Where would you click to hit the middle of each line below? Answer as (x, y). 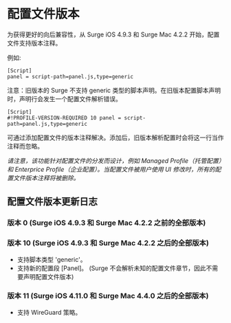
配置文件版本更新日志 (52, 202)
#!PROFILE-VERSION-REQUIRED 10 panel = (64, 118)
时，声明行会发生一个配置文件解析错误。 (64, 99)
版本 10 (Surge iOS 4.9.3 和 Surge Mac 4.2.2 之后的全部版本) (108, 243)
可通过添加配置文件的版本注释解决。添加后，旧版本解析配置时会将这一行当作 (115, 137)
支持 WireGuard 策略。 (49, 312)
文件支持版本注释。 (34, 43)
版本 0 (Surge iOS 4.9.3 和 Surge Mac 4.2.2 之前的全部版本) (107, 223)
